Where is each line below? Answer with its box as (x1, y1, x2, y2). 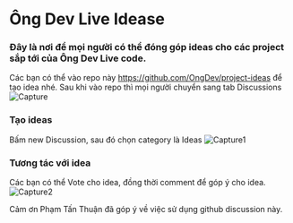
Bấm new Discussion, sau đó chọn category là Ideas (9, 134, 203, 145)
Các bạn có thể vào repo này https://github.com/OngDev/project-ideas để (9, 73, 283, 83)
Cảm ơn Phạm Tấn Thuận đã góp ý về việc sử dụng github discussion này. (9, 204, 283, 215)
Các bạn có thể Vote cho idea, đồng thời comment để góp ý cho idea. (9, 177, 266, 188)
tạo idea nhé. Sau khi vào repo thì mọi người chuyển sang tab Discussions (9, 81, 282, 93)
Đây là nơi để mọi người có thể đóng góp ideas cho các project (9, 41, 285, 54)
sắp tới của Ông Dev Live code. (9, 52, 147, 64)
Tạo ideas (9, 114, 53, 126)
